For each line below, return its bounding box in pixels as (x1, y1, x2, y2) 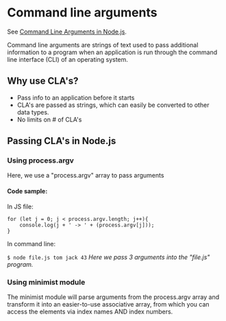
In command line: (7, 239, 56, 248)
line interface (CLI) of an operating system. (7, 55, 129, 63)
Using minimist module (7, 277, 86, 287)
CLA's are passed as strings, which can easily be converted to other (16, 101, 210, 109)
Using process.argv (7, 156, 74, 165)
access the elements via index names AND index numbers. (7, 307, 173, 316)
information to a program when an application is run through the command (7, 48, 218, 56)
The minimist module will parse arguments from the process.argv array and (7, 293, 220, 301)
